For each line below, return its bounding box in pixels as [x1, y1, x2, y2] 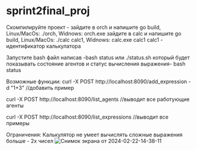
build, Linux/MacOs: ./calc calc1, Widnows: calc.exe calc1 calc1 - [6, 36, 163, 43]
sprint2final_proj [6, 4, 90, 18]
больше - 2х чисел [6, 137, 54, 144]
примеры [6, 119, 30, 126]
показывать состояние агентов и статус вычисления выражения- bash [6, 60, 186, 67]
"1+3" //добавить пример [11, 84, 75, 91]
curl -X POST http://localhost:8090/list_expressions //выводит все [6, 113, 169, 120]
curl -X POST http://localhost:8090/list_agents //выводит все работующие [6, 96, 190, 103]
